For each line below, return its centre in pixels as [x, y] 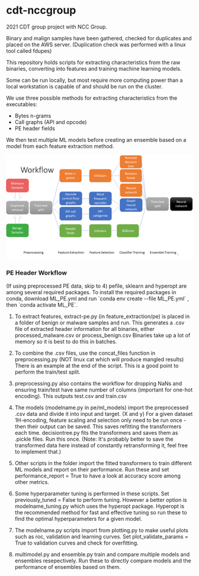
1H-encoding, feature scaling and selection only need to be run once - [100, 420]
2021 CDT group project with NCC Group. [57, 27]
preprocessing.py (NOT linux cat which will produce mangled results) [99, 359]
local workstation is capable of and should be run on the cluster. [84, 86]
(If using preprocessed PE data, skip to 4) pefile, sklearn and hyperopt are [97, 286]
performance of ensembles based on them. [68, 567]
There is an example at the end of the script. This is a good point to [97, 365]
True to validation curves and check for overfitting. [77, 543]
